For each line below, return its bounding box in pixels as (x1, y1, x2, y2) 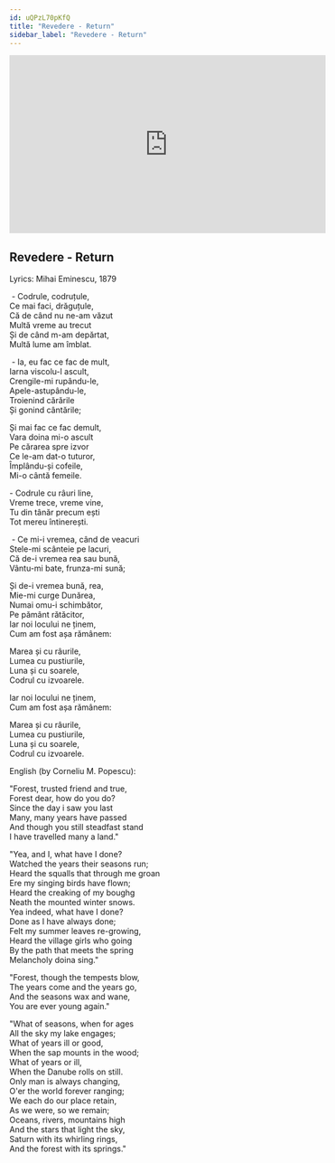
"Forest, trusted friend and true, (9, 783, 128, 794)
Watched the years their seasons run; (9, 858, 149, 869)
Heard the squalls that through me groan (9, 868, 161, 879)
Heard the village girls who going (9, 935, 133, 946)
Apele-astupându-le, (9, 385, 87, 396)
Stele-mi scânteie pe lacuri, (9, 544, 111, 554)
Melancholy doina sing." (9, 955, 99, 966)
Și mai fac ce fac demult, (9, 422, 102, 433)
